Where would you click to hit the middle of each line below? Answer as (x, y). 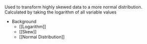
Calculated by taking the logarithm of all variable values (61, 12)
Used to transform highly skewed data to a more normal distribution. (73, 7)
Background (24, 22)
